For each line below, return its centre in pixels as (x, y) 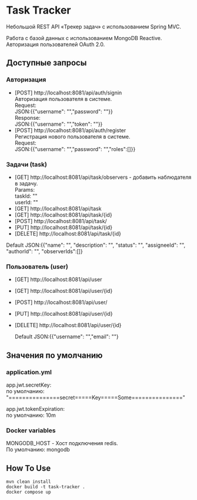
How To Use (29, 468)
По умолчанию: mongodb (38, 450)
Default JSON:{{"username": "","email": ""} (66, 336)
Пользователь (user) (37, 266)
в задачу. (26, 183)
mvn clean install (29, 482)
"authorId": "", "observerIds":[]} (45, 251)
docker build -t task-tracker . (46, 487)
